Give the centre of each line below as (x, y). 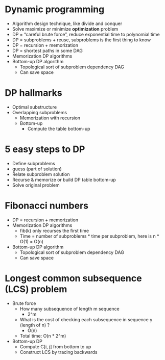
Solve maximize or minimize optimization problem (65, 29)
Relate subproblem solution (41, 174)
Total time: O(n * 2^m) (43, 336)
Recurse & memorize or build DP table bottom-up (64, 179)
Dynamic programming (55, 9)
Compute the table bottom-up (59, 128)
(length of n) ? (34, 325)
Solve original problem (36, 185)
